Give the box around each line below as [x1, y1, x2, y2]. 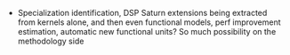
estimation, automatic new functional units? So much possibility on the [17, 27, 277, 36]
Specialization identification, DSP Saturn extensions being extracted [17, 8, 268, 18]
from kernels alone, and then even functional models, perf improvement [17, 17, 282, 27]
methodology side [17, 35, 85, 46]
